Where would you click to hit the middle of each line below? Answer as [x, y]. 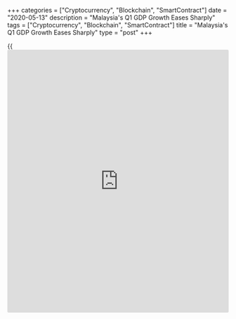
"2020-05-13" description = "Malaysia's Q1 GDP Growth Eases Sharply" [111, 18]
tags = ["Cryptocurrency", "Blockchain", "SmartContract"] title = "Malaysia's [118, 25]
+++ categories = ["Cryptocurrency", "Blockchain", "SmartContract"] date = [117, 10]
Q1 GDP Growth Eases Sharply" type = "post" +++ [80, 32]
